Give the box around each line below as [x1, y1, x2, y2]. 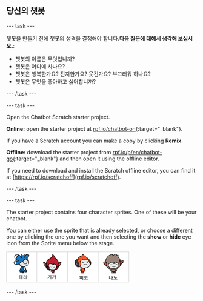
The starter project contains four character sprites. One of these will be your [6, 208, 197, 216]
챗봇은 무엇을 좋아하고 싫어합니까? [15, 78, 96, 85]
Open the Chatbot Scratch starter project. [6, 113, 110, 121]
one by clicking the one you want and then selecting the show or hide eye [6, 233, 191, 240]
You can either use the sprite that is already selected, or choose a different [6, 227, 193, 234]
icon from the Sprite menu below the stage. [6, 239, 115, 246]
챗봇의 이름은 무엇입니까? [15, 55, 75, 62]
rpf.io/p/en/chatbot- [112, 148, 162, 156]
